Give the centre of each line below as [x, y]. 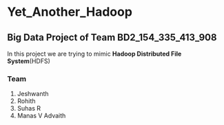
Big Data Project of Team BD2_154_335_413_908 [112, 37]
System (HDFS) [29, 61]
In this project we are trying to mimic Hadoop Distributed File [94, 54]
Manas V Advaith [41, 116]
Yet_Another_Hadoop [70, 12]
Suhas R [29, 109]
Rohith [26, 101]
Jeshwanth [33, 94]
